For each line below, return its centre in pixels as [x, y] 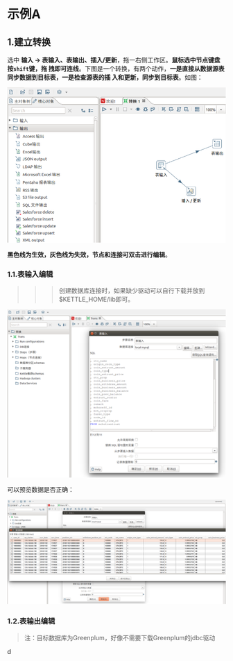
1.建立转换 [29, 42]
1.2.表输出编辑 [31, 621]
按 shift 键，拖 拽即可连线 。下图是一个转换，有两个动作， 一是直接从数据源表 [116, 69]
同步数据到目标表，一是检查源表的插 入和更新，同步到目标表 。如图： [105, 77]
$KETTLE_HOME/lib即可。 [96, 300]
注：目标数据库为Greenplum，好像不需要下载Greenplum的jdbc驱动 [120, 637]
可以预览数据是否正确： [41, 490]
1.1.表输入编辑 [30, 274]
